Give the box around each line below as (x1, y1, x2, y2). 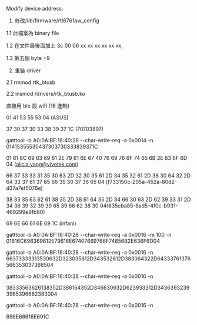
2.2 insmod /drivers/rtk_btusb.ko (6, 91, 85, 97)
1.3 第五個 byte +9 (6, 55, 50, 61)
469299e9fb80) (6, 209, 45, 215)
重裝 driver (14, 67, 41, 74)
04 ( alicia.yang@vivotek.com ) (6, 161, 79, 167)
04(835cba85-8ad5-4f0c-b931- (99, 202, 178, 209)
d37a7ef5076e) (6, 185, 43, 192)
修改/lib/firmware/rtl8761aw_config (14, 17, 99, 24)
